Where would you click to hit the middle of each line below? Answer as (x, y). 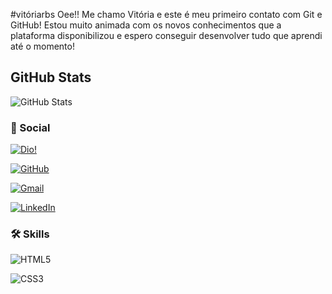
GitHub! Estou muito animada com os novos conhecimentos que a (146, 25)
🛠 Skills (30, 234)
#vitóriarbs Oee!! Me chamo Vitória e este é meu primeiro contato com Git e (166, 14)
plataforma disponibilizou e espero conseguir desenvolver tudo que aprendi (166, 35)
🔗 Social (30, 127)
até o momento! (42, 46)
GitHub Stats (51, 77)
